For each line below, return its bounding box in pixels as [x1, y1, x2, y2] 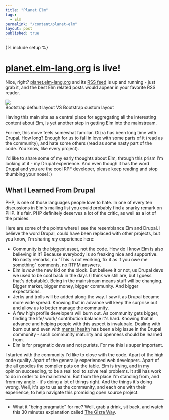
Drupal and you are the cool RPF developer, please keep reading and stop [5, 166, 158, 172]
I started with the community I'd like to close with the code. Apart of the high [5, 351, 164, 358]
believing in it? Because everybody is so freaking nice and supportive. [12, 251, 158, 257]
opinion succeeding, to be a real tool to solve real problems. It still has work [5, 368, 162, 374]
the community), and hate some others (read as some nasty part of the [5, 140, 152, 146]
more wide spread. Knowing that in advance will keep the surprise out [12, 299, 157, 305]
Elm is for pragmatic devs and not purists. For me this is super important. [12, 342, 163, 348]
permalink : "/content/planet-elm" [5, 21, 78, 27]
